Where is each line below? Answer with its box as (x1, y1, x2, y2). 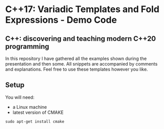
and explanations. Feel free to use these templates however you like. (5, 67, 148, 72)
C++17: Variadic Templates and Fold (5, 4, 159, 15)
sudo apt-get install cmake (5, 119, 65, 124)
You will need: (5, 94, 34, 100)
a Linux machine (12, 104, 47, 110)
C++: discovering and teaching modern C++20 (5, 34, 156, 43)
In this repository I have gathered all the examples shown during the (5, 55, 147, 61)
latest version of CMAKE (12, 109, 64, 115)
